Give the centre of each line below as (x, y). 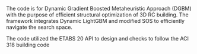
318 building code (28, 45)
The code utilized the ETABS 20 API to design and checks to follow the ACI (97, 38)
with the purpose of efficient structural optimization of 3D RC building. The (97, 15)
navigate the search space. (39, 27)
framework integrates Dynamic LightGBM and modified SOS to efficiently (96, 21)
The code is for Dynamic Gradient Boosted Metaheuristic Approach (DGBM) (99, 9)
